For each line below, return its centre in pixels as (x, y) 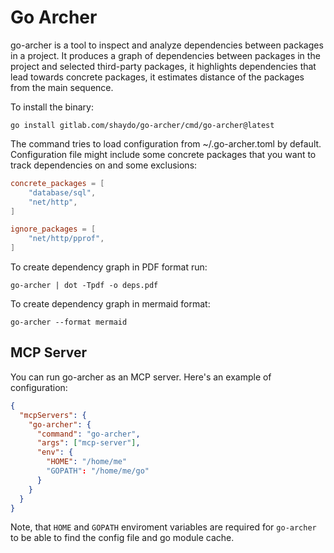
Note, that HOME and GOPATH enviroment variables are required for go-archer (163, 527)
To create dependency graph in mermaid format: (110, 304)
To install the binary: (52, 107)
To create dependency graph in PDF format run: (109, 267)
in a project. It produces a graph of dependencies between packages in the (165, 55)
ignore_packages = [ (53, 229)
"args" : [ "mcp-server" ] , (88, 443)
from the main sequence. (62, 87)
